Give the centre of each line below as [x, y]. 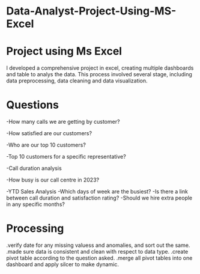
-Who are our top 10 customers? [46, 145]
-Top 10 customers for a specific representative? [66, 157]
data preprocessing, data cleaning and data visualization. [77, 81]
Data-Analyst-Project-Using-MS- [91, 11]
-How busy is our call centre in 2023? [53, 180]
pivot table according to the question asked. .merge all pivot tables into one [99, 258]
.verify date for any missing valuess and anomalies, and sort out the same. [98, 245]
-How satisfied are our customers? [49, 133]
